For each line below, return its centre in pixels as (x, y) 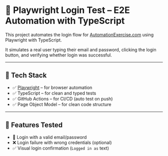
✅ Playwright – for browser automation (52, 87)
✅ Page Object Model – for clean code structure (62, 104)
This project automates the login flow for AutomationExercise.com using (79, 34)
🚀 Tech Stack (26, 75)
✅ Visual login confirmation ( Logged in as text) (60, 148)
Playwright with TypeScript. (33, 40)
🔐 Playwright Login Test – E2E (67, 10)
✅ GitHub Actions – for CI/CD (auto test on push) (63, 98)
